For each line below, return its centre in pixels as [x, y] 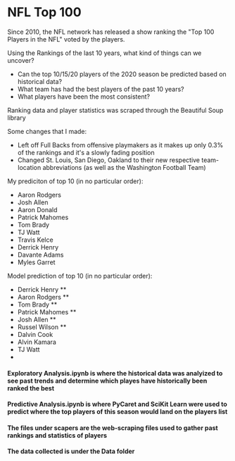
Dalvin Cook [35, 334]
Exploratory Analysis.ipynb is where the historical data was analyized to [115, 373]
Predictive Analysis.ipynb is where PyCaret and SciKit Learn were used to [117, 404]
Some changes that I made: [47, 131]
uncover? [21, 60]
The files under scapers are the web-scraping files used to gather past [113, 428]
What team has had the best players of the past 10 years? [101, 89]
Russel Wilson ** [42, 327]
